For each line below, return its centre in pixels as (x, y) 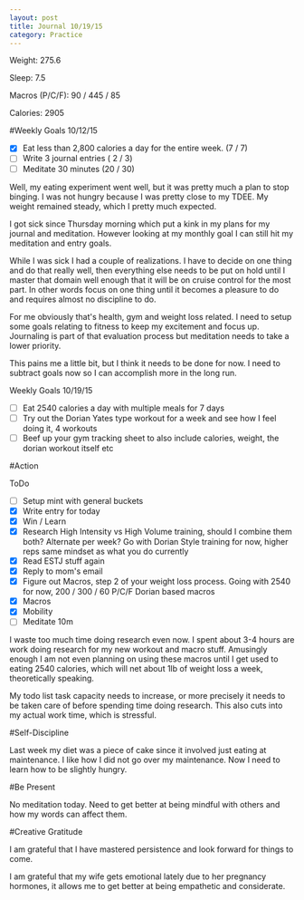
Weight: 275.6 (35, 61)
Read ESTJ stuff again (64, 561)
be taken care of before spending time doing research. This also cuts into (146, 706)
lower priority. (35, 345)
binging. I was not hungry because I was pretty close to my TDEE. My (139, 197)
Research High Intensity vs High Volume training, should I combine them (157, 531)
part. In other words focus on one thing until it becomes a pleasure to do (144, 289)
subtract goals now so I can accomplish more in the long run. (123, 373)
